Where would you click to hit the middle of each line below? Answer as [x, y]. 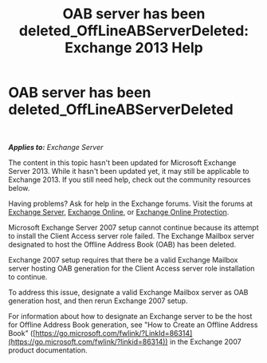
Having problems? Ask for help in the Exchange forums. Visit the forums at [131, 203]
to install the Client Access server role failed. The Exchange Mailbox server [132, 235]
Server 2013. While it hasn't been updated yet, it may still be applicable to [129, 171]
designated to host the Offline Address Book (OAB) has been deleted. [122, 244]
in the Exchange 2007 [206, 341]
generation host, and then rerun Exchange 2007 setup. [98, 301]
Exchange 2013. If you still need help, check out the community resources [130, 180]
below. [19, 187]
